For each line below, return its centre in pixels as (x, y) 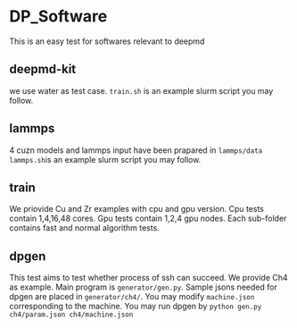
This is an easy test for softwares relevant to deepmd (107, 41)
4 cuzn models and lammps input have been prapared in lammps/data (136, 150)
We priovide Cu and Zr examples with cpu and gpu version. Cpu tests (137, 209)
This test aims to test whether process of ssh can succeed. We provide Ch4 (148, 278)
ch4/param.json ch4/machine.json (71, 315)
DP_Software (58, 17)
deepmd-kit (43, 69)
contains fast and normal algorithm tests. (85, 228)
